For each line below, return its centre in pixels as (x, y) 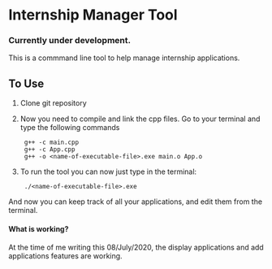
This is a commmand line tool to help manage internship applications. (124, 58)
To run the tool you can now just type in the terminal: (108, 171)
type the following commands (70, 128)
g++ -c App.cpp (50, 150)
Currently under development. (70, 41)
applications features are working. (66, 256)
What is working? (39, 228)
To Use (26, 83)
